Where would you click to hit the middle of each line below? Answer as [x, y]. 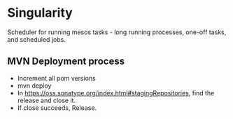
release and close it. [46, 100]
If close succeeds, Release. [57, 108]
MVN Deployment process [66, 62]
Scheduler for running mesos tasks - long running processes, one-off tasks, [117, 32]
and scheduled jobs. [37, 39]
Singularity [40, 13]
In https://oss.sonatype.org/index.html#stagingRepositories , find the [116, 93]
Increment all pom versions [56, 78]
